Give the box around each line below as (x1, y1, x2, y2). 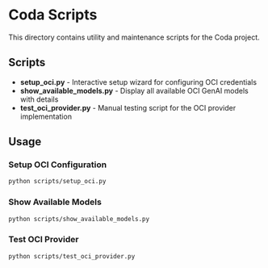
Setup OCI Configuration (8, 159, 107, 170)
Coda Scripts (8, 6, 98, 24)
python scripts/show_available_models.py (8, 215, 150, 223)
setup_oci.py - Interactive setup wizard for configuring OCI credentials (19, 77, 257, 86)
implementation (19, 111, 73, 121)
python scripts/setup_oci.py (8, 178, 107, 186)
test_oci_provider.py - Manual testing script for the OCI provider (19, 103, 237, 112)
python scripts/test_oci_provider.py (8, 252, 136, 260)
